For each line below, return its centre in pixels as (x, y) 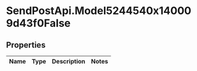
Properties (26, 45)
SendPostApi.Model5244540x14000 (99, 11)
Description (69, 61)
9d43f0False (39, 23)
